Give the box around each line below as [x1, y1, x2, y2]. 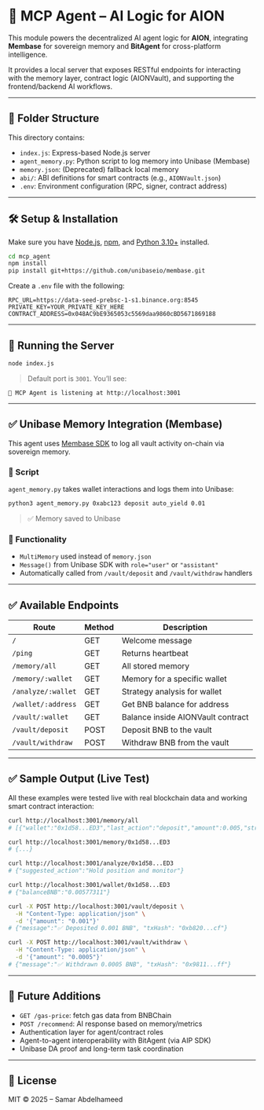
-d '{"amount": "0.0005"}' [15, 954, 104, 962]
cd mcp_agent [8, 252, 51, 260]
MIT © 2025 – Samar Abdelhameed [8, 1095, 123, 1105]
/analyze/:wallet [12, 687, 77, 696]
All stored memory [121, 660, 190, 671]
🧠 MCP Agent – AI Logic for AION [8, 7, 225, 25]
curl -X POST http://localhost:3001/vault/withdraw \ [8, 939, 189, 947]
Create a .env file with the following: [8, 281, 125, 291]
